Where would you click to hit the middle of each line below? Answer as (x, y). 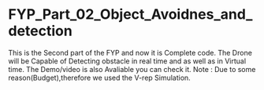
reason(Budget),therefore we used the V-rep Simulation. (99, 77)
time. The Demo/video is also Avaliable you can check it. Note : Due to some (132, 69)
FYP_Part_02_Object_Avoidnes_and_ (130, 14)
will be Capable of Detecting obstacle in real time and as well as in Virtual (127, 61)
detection (40, 31)
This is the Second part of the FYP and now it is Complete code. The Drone (130, 52)
